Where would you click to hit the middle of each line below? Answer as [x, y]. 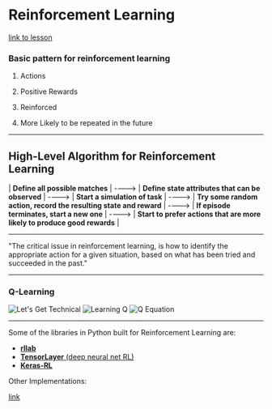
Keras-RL [36, 365]
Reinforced [38, 108]
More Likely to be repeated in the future [86, 123]
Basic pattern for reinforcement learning [89, 58]
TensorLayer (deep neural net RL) [77, 357]
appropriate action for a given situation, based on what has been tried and [132, 255]
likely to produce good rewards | [64, 223]
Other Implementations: [48, 381]
